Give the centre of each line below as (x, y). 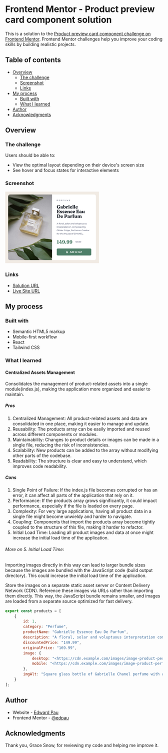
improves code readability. (40, 466)
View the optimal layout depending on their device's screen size (78, 165)
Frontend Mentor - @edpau (40, 717)
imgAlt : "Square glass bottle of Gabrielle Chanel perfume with (91, 674)
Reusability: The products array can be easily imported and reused (81, 429)
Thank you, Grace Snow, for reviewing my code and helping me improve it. (82, 745)
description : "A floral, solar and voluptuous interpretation (89, 637)
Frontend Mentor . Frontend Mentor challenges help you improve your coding (84, 39)
